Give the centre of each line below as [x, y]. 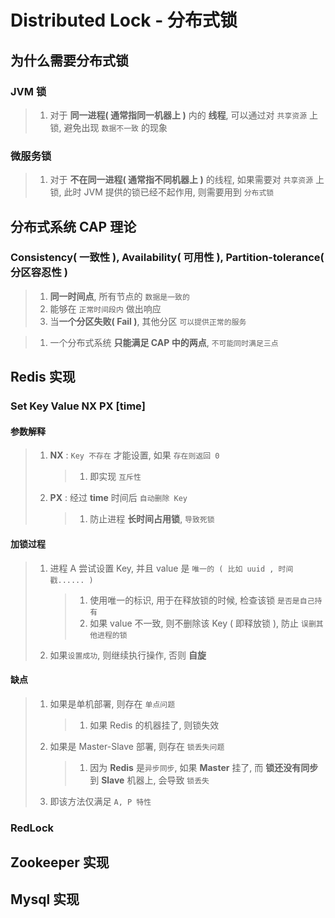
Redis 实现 [43, 377]
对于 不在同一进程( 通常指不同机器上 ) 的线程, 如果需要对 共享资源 [181, 180]
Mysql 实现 [45, 899]
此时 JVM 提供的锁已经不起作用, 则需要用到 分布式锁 [169, 192]
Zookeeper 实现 [60, 862]
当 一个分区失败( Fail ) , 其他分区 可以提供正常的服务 [148, 321]
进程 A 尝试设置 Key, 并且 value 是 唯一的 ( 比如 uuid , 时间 [171, 568]
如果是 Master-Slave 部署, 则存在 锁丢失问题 [137, 746]
